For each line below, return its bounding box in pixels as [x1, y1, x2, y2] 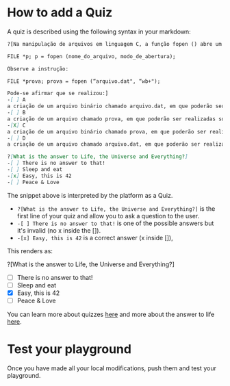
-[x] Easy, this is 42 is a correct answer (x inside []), [16, 233, 173, 242]
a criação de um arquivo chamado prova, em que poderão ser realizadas [7, 115, 216, 123]
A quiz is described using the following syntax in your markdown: [7, 27, 192, 36]
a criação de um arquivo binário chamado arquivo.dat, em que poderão [7, 103, 213, 110]
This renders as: [7, 246, 53, 255]
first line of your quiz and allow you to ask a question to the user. [16, 211, 200, 220]
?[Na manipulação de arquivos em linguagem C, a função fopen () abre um [7, 40, 222, 47]
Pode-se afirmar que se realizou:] [7, 90, 109, 97]
